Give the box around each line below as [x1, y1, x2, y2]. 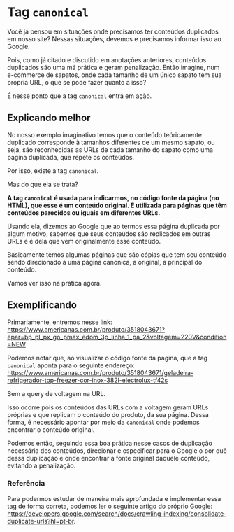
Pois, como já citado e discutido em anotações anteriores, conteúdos [7, 55, 207, 64]
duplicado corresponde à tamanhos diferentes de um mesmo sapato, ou [7, 138, 215, 146]
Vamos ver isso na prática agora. [7, 279, 102, 287]
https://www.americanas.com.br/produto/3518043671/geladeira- [7, 368, 194, 377]
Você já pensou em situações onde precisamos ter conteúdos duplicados [7, 27, 219, 36]
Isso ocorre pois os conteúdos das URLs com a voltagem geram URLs [7, 403, 209, 412]
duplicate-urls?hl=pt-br [7, 517, 75, 525]
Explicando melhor [7, 112, 91, 124]
